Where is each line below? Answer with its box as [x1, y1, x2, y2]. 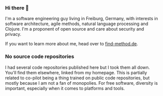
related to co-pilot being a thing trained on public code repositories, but [5, 75, 150, 81]
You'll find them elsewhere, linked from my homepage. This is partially [5, 69, 147, 75]
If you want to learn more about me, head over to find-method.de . [5, 41, 138, 47]
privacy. [5, 32, 22, 37]
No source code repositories [5, 53, 75, 60]
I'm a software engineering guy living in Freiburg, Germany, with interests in [5, 16, 158, 22]
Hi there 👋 [5, 4, 29, 11]
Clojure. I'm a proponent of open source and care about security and [5, 26, 144, 32]
